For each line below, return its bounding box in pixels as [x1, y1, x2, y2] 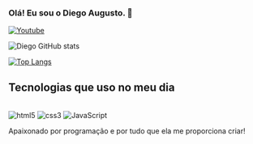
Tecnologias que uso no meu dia [8, 80, 175, 94]
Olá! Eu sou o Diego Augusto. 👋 [8, 7, 133, 19]
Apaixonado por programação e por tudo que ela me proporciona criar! [8, 126, 246, 136]
